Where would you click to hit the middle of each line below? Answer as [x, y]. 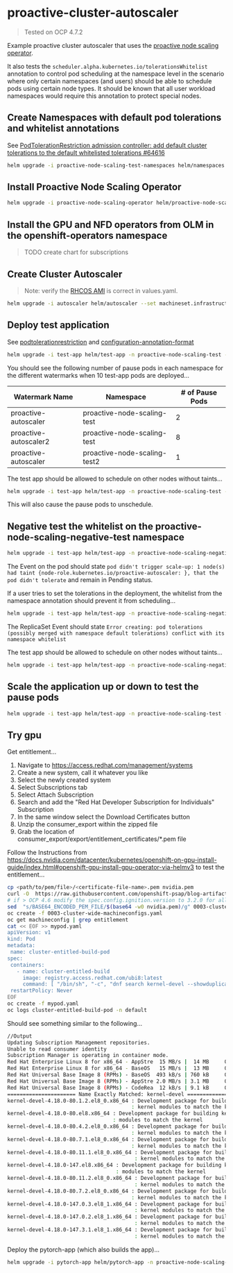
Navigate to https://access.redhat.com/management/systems [105, 765]
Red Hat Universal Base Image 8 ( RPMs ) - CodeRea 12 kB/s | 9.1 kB [108, 1088]
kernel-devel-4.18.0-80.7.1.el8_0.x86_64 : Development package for [108, 1139]
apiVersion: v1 [29, 933]
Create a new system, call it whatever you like [83, 773]
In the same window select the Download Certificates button [104, 817]
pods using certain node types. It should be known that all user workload [111, 88]
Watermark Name [43, 397]
